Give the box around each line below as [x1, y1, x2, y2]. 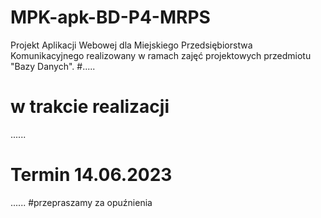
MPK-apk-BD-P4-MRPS [10, 6, 211, 29]
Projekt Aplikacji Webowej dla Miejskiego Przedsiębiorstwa [10, 39, 253, 51]
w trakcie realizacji [10, 96, 170, 118]
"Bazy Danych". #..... [10, 60, 96, 72]
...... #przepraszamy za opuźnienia [10, 196, 153, 208]
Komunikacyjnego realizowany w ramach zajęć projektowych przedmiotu [10, 49, 312, 61]
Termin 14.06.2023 [10, 164, 173, 186]
